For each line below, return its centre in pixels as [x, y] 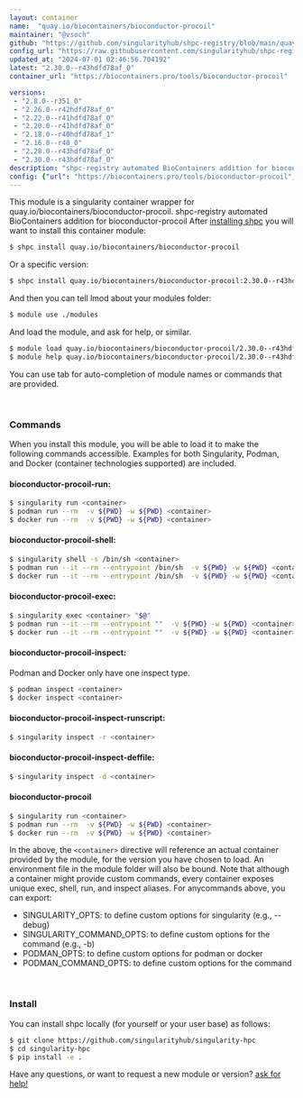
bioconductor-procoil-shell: [63, 540]
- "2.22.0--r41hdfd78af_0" [64, 118]
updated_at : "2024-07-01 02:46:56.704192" [90, 59]
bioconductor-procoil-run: [60, 484]
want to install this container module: [78, 231]
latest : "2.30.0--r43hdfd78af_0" [72, 69]
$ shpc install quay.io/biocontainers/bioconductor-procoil [125, 247]
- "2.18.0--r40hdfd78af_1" [64, 135]
